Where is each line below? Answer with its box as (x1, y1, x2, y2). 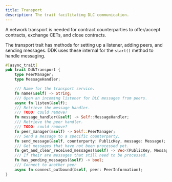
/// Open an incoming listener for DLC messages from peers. (14, 95, 147, 100)
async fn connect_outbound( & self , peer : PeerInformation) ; (14, 167, 143, 172)
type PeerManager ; (14, 72, 54, 77)
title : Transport (5, 7, 42, 13)
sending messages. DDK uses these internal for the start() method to (5, 47, 154, 53)
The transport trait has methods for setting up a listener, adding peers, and (5, 42, 163, 48)
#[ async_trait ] (5, 63, 38, 68)
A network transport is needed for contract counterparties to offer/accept (5, 26, 161, 32)
